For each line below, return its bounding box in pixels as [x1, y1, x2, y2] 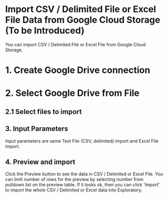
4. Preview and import [5, 157, 76, 166]
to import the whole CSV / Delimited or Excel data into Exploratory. [5, 187, 142, 193]
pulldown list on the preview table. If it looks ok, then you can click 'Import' [5, 182, 160, 188]
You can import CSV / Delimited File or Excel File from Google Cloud [5, 41, 146, 47]
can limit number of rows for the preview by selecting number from [5, 176, 144, 182]
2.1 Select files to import [5, 107, 82, 116]
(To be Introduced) [5, 25, 85, 36]
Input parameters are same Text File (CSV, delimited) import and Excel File [5, 138, 159, 144]
